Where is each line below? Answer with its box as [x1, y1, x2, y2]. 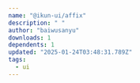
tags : [8, 56, 26, 64]
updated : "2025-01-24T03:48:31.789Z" [8, 48, 133, 56]
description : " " [8, 19, 66, 27]
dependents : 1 [8, 41, 55, 49]
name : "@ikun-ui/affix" [8, 11, 87, 20]
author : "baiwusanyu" [8, 26, 80, 34]
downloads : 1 [8, 33, 51, 42]
